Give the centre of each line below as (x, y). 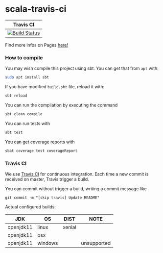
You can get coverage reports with (40, 142)
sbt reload (16, 96)
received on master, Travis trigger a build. (47, 179)
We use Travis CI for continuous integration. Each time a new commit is (77, 174)
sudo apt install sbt (27, 77)
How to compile (24, 57)
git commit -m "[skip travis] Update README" (52, 198)
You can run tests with (28, 123)
